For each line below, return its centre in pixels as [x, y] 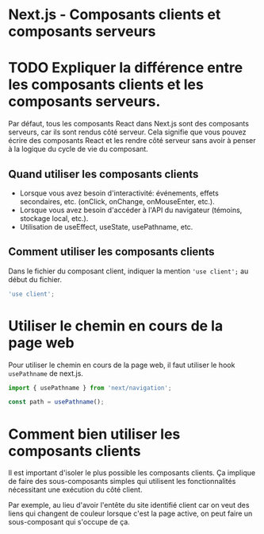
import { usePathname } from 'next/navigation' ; [90, 388]
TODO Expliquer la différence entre [126, 68]
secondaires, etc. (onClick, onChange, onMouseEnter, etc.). [117, 201]
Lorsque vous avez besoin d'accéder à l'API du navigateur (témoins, [131, 210]
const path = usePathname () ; [56, 402]
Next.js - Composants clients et [115, 15]
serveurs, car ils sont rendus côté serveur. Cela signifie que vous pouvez [127, 132]
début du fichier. [35, 279]
